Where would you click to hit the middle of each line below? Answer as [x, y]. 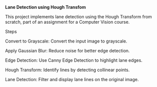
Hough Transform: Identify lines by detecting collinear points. [67, 70]
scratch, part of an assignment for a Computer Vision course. [67, 22]
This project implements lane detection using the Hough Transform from [78, 17]
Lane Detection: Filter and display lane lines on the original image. [72, 79]
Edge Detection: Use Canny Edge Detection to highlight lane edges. [74, 60]
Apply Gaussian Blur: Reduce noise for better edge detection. [67, 51]
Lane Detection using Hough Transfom [46, 7]
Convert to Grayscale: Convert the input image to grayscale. [66, 41]
